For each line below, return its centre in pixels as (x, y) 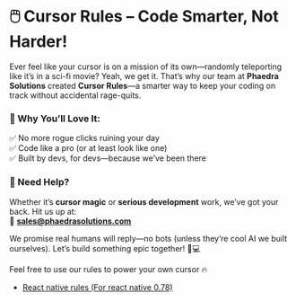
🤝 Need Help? (39, 182)
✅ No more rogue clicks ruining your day (84, 138)
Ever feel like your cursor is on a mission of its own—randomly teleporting (146, 66)
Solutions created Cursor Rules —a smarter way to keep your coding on (143, 85)
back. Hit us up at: (43, 211)
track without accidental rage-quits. (75, 95)
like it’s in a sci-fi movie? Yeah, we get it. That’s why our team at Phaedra (144, 75)
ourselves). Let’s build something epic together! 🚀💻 (105, 248)
